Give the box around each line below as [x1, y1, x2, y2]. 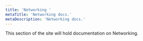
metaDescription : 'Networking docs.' [5, 16, 86, 21]
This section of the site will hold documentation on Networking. [5, 30, 139, 36]
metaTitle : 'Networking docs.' [5, 12, 72, 17]
